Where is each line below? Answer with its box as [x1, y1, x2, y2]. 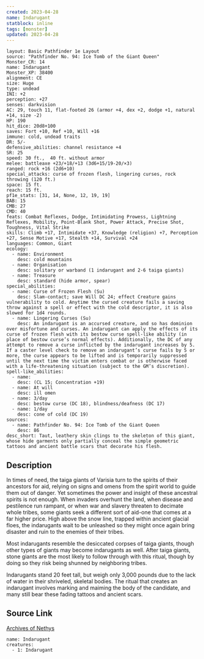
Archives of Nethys [6, 624, 55, 632]
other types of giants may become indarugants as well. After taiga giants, [6, 546, 191, 553]
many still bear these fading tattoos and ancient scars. [6, 590, 143, 598]
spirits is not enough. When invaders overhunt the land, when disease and [6, 495, 194, 503]
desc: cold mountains [17, 257, 72, 263]
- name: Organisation [12, 262, 67, 268]
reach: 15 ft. [6, 187, 43, 193]
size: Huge [6, 81, 34, 87]
